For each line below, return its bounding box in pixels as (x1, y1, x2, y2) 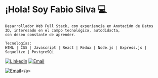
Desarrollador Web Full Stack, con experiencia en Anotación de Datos (5, 23, 154, 29)
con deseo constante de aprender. (5, 32, 77, 37)
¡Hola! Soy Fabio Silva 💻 (5, 4, 107, 15)
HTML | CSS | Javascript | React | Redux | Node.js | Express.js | (5, 45, 147, 50)
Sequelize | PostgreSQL (5, 49, 54, 54)
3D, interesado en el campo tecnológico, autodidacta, (5, 28, 120, 33)
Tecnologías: (5, 40, 32, 46)
